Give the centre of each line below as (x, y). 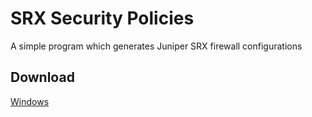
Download (42, 77)
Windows (30, 101)
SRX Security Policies (102, 18)
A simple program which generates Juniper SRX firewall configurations (156, 46)
